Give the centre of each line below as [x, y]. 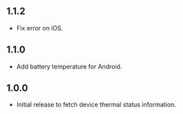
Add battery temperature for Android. [69, 66]
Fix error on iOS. [40, 28]
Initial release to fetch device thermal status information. [96, 105]
